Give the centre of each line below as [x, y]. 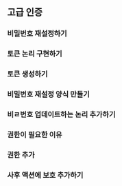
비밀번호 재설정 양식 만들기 [49, 94]
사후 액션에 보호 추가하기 [45, 175]
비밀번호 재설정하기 [37, 34]
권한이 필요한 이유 [35, 134]
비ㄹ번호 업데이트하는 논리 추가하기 [61, 114]
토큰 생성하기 [27, 74]
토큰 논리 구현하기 [35, 54]
